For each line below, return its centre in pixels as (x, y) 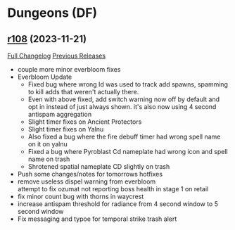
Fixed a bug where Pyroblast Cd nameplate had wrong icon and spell (128, 152)
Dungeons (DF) (52, 13)
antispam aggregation (60, 114)
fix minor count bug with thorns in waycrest (81, 196)
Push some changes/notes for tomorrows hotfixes (90, 174)
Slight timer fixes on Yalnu (66, 129)
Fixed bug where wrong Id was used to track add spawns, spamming (128, 84)
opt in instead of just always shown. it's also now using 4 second (122, 107)
